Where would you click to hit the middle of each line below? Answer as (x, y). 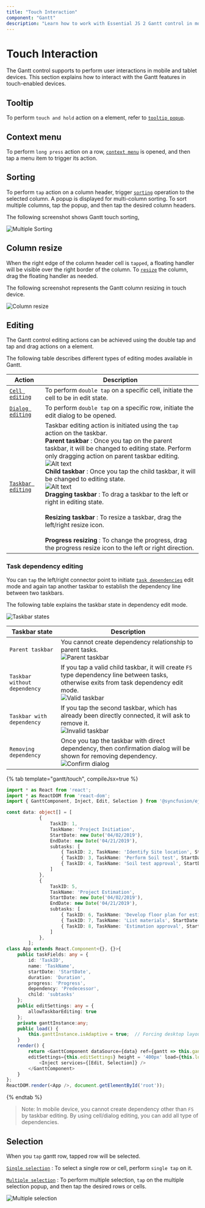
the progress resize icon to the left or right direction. (119, 548)
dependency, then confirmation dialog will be (125, 748)
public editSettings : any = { (56, 1006)
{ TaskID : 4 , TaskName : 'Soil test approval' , (121, 864)
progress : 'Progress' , (57, 983)
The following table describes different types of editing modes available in (99, 358)
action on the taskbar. (76, 433)
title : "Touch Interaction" (42, 12)
